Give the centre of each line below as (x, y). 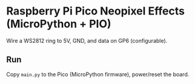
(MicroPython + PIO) (59, 24)
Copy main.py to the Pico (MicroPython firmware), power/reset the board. (98, 74)
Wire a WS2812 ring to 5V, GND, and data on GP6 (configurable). (87, 40)
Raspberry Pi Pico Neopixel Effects (95, 11)
